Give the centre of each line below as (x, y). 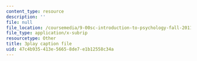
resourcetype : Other (31, 38)
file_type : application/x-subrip (47, 33)
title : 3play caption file (39, 44)
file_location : (25, 28)
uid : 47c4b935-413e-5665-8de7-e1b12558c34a (60, 49)
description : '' (26, 17)
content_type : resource (35, 11)
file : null (19, 22)
